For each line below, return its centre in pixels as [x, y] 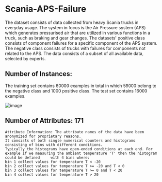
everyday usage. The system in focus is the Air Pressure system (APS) [75, 27]
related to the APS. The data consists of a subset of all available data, [74, 53]
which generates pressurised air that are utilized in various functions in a [78, 33]
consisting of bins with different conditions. [54, 145]
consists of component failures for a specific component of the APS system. [81, 43]
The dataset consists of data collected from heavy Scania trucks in [72, 22]
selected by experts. [25, 58]
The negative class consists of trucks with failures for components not [75, 48]
